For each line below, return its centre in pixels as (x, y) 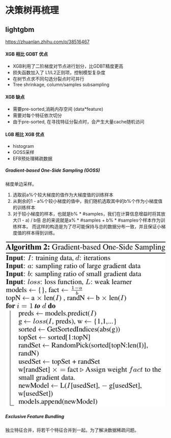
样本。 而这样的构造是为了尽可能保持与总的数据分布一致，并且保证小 (89, 226)
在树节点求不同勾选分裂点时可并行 (48, 79)
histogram (23, 146)
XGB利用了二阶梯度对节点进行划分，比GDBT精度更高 (68, 66)
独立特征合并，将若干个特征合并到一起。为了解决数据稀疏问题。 (72, 430)
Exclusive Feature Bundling (35, 417)
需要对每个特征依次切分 (37, 115)
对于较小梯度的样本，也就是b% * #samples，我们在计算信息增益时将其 (87, 213)
